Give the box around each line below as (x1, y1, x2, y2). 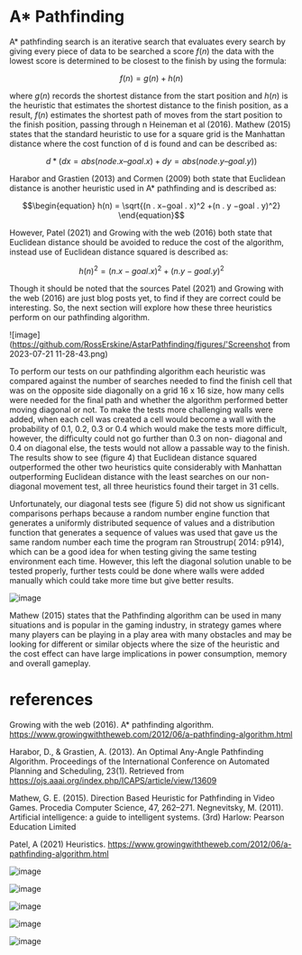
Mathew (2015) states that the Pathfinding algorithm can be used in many (9, 610, 282, 620)
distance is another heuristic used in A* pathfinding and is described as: (9, 182, 277, 193)
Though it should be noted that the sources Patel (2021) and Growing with (9, 282, 284, 294)
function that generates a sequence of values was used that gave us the (9, 527, 278, 537)
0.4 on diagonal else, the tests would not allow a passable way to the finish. (9, 442, 290, 453)
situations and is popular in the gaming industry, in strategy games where (9, 620, 282, 630)
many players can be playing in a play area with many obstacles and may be (9, 629, 292, 639)
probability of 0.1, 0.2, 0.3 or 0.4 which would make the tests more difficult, (9, 423, 288, 434)
